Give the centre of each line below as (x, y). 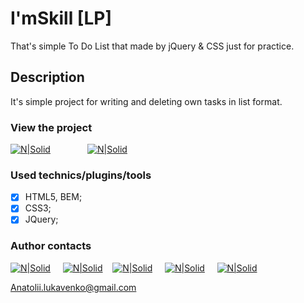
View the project (51, 127)
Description (47, 77)
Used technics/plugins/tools (81, 175)
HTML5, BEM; (53, 197)
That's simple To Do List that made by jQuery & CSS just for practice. (152, 46)
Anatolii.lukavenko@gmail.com (73, 287)
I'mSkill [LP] (61, 18)
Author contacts (51, 246)
